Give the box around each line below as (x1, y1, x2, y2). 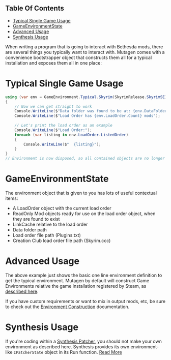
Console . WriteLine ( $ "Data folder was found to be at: (14, 109, 131, 114)
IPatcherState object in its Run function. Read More (13, 349, 122, 355)
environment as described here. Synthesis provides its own (5, 343, 130, 350)
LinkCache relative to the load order (12, 221, 88, 227)
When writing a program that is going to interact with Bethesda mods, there (5, 43, 163, 50)
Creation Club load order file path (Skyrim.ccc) (12, 237, 111, 244)
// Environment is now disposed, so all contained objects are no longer (5, 156, 165, 161)
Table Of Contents (5, 4, 65, 13)
